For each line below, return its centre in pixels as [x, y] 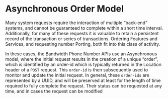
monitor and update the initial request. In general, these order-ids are [77, 75]
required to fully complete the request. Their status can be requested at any [84, 85]
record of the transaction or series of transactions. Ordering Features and [81, 39]
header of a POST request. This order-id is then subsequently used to [77, 70]
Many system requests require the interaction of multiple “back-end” [76, 23]
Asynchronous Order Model [65, 9]
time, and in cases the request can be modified [54, 91]
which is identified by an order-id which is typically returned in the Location [83, 64]
